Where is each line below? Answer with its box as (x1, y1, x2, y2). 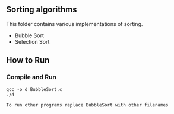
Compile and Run (6, 73, 56, 82)
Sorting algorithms (6, 5, 77, 15)
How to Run (6, 56, 50, 66)
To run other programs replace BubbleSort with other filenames (6, 102, 169, 108)
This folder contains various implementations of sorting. (6, 20, 143, 27)
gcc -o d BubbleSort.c (6, 86, 62, 92)
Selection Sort (14, 38, 50, 45)
